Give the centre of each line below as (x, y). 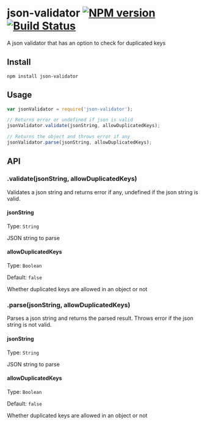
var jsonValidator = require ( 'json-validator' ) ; (70, 109)
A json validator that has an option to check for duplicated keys (86, 43)
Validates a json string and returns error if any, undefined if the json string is (103, 192)
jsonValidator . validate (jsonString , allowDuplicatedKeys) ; (84, 126)
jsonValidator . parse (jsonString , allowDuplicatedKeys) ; (79, 143)
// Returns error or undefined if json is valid (70, 120)
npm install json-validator (43, 76)
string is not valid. (29, 325)
